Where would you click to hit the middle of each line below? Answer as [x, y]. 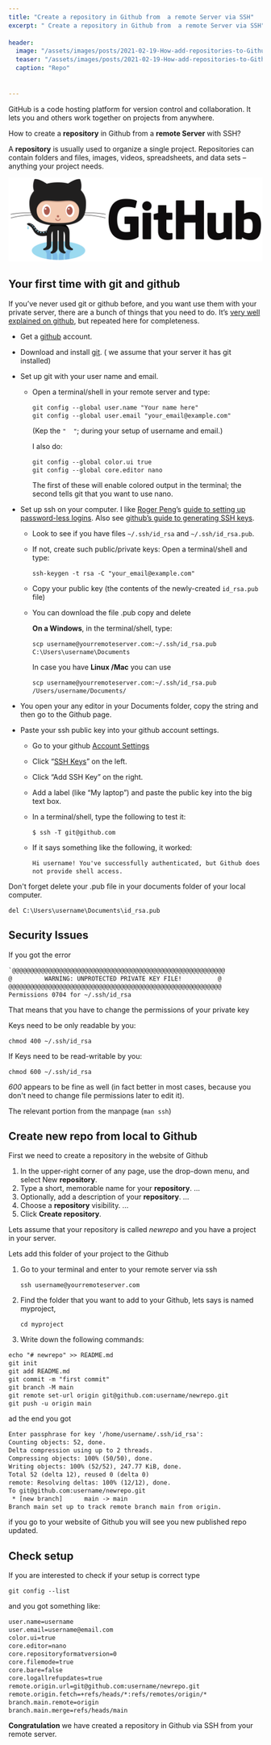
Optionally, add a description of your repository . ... [104, 1197]
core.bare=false [35, 1670]
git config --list [39, 1591]
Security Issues [48, 935]
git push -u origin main [50, 1404]
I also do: [47, 446]
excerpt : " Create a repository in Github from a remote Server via [128, 25]
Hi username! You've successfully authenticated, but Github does [146, 863]
